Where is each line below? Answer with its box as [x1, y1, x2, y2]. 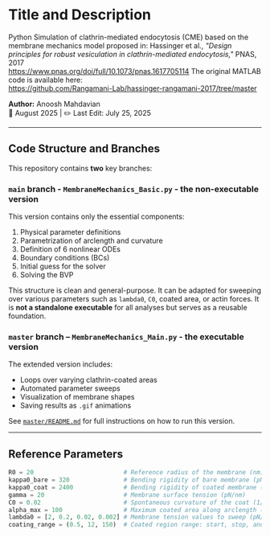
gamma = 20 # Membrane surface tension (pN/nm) [8, 490, 247, 499]
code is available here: [8, 75, 83, 84]
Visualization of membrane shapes [19, 392, 135, 402]
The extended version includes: [8, 359, 113, 369]
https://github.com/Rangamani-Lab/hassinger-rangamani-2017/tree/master [8, 83, 257, 93]
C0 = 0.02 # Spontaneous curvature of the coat [8, 498, 250, 506]
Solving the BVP [19, 270, 74, 280]
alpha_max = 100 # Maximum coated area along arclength [8, 506, 257, 514]
